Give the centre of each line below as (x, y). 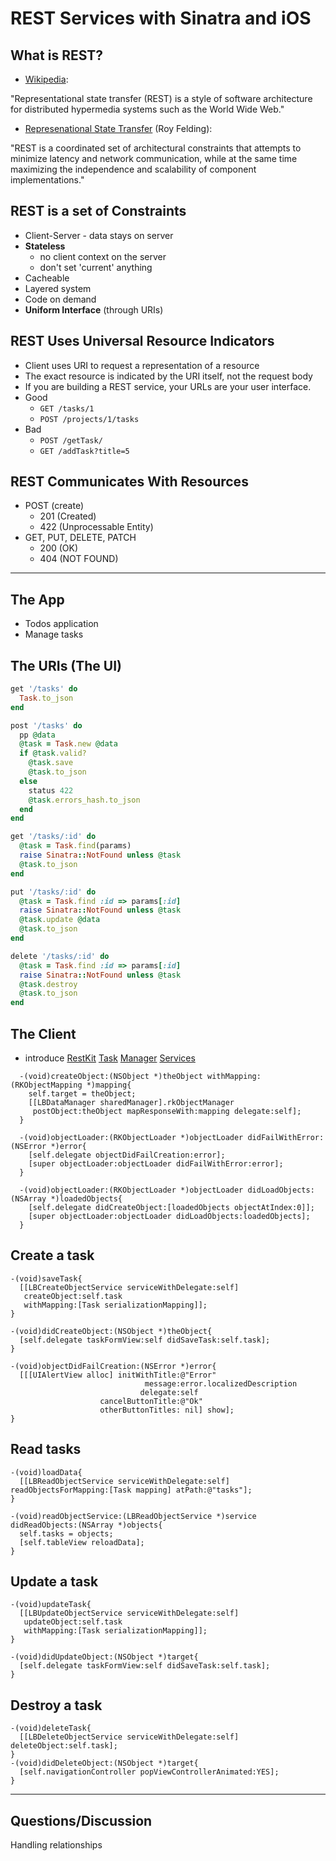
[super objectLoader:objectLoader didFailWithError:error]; (156, 1164)
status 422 (51, 790)
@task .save (51, 763)
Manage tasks (54, 634)
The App (37, 599)
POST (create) (54, 506)
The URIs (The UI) (66, 665)
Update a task (54, 1582)
